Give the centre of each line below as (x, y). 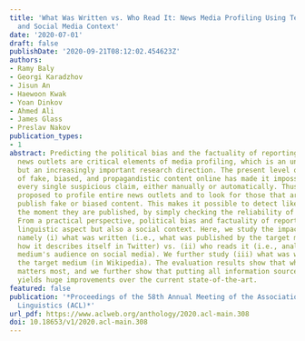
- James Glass (36, 119)
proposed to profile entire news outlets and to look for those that (152, 196)
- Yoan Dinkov (36, 102)
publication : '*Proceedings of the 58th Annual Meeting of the (132, 296)
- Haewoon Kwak (38, 94)
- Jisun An (30, 85)
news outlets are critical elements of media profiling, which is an (152, 161)
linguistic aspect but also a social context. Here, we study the (146, 229)
